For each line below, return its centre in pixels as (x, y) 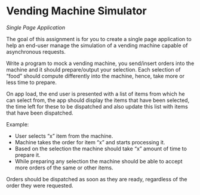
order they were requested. (40, 185)
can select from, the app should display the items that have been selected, (98, 100)
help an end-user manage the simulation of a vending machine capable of (97, 45)
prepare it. (27, 155)
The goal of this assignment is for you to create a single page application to (99, 39)
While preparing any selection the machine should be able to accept (99, 161)
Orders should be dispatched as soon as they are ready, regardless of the (97, 179)
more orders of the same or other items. (64, 168)
